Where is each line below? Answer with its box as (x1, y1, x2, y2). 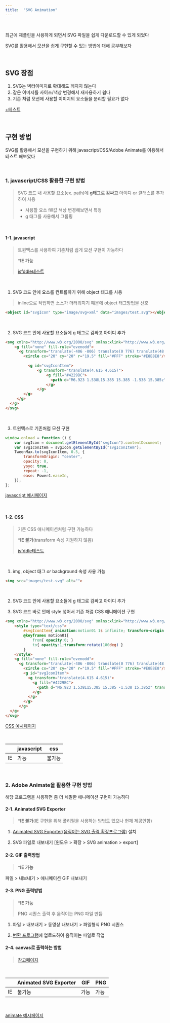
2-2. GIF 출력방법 (5, 852, 40, 858)
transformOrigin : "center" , (23, 454, 82, 460)
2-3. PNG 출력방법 (5, 888, 42, 894)
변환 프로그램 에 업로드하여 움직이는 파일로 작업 (12, 932, 105, 938)
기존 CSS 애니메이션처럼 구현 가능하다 (17, 526, 93, 532)
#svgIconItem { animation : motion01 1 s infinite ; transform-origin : (23, 628, 166, 633)
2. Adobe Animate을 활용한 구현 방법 (5, 782, 93, 789)
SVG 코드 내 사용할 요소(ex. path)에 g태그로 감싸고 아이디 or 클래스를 (17, 190, 155, 196)
